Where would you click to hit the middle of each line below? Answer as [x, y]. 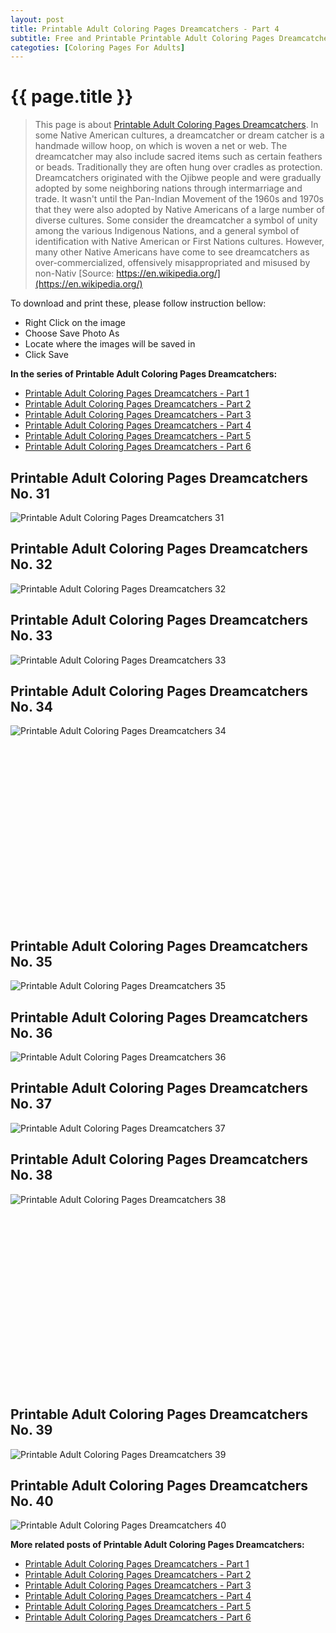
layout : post [37, 19]
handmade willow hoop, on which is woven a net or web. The [161, 146]
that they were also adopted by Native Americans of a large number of [179, 210]
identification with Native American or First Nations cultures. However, [179, 242]
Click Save [46, 355]
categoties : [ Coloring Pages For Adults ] [98, 47]
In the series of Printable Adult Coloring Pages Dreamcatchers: [144, 374]
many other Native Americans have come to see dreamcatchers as [172, 252]
